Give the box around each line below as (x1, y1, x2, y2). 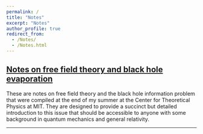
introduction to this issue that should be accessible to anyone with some (6, 109, 186, 116)
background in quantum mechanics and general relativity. (6, 115, 150, 123)
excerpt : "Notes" (6, 20, 50, 26)
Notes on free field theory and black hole (6, 64, 163, 75)
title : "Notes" (6, 14, 45, 20)
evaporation (6, 74, 53, 84)
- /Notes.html (11, 43, 47, 49)
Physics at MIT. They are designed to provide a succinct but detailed (6, 103, 177, 110)
